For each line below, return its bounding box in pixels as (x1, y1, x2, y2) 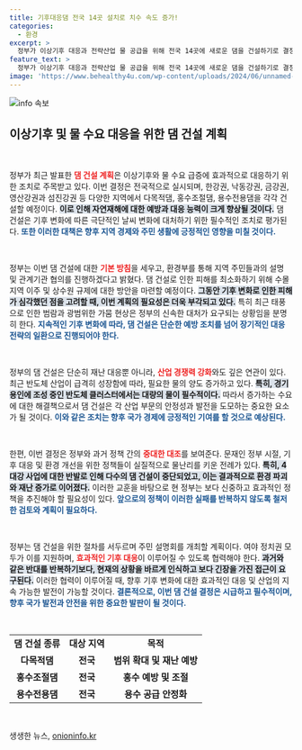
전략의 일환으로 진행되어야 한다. (9, 330, 120, 340)
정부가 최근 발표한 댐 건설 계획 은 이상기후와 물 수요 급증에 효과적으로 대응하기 (9, 169, 280, 180)
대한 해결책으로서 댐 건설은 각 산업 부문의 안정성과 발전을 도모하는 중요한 (18, 400, 273, 411)
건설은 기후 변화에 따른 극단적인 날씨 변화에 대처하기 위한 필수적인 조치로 (9, 214, 263, 225)
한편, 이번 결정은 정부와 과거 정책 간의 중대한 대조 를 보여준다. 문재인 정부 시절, (9, 447, 281, 459)
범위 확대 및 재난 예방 (113, 654, 199, 666)
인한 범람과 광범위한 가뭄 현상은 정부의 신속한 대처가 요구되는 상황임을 (25, 307, 271, 318)
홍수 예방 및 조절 (122, 671, 189, 683)
